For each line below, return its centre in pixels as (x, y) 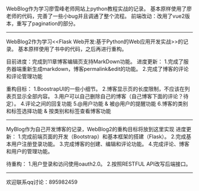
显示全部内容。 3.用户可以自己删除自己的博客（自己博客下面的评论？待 (102, 96)
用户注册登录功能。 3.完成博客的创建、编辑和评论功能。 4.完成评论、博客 (100, 144)
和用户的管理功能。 (30, 151)
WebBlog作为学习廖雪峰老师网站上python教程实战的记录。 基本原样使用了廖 (99, 9)
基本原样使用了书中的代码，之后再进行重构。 (72, 49)
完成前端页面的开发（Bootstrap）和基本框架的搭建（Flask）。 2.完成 (104, 137)
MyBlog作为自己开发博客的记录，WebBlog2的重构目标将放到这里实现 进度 (96, 129)
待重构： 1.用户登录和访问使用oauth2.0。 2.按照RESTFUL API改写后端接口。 (99, 164)
